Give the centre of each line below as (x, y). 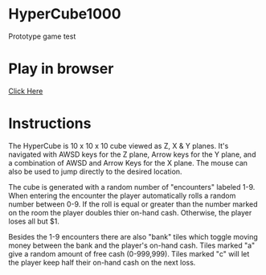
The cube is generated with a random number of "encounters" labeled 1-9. (132, 187)
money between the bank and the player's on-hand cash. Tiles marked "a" (132, 245)
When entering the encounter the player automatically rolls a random (122, 195)
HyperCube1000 (65, 14)
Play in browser (61, 69)
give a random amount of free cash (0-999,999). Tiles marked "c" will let (129, 253)
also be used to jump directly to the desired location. (95, 171)
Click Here (26, 91)
